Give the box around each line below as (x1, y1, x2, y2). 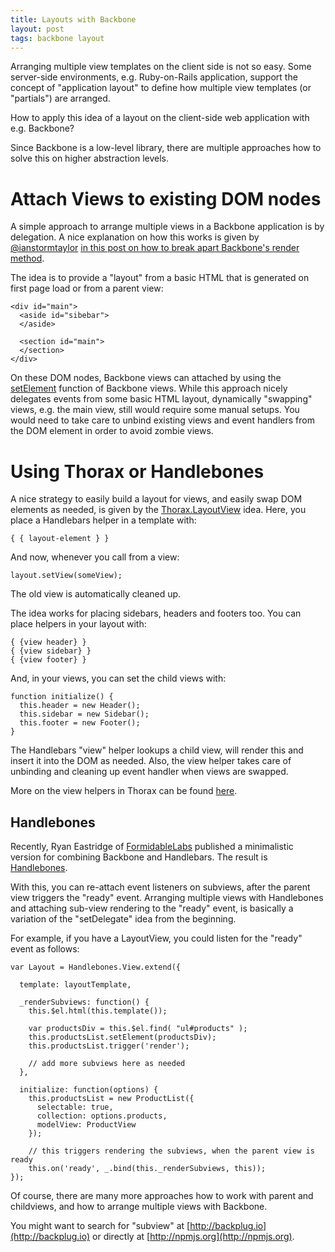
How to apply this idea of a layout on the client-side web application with (10, 112, 310, 124)
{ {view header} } (10, 637, 87, 648)
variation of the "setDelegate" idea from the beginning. (10, 913, 237, 925)
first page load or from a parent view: (10, 282, 164, 295)
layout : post (10, 24, 65, 34)
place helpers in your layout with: (10, 618, 147, 630)
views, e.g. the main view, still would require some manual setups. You (10, 404, 300, 416)
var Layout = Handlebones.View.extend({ (10, 962, 182, 973)
